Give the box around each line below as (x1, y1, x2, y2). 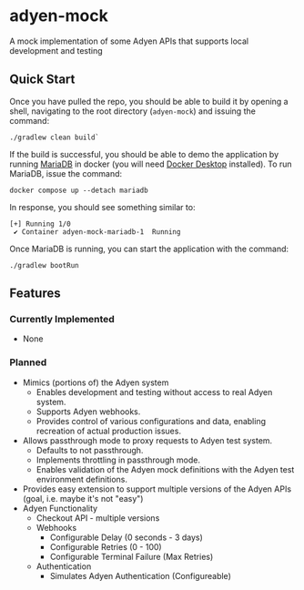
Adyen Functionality (22, 503, 98, 514)
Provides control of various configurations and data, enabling (35, 415, 267, 426)
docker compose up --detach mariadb (9, 186, 148, 195)
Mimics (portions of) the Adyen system (22, 377, 169, 388)
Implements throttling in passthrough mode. (35, 454, 200, 465)
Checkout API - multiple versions (35, 512, 160, 524)
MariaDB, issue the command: (9, 168, 123, 178)
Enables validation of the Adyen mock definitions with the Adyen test (35, 463, 295, 474)
